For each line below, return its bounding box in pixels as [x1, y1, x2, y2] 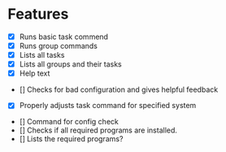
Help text [19, 68, 50, 78]
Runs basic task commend [19, 32, 109, 41]
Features [7, 5, 69, 24]
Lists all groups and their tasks [19, 59, 123, 69]
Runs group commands [19, 41, 98, 50]
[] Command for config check [19, 117, 119, 127]
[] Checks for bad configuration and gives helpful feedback [19, 85, 219, 94]
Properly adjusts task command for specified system [19, 101, 197, 111]
